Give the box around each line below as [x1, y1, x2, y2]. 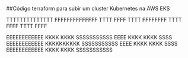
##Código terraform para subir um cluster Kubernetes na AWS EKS [6, 5, 170, 12]
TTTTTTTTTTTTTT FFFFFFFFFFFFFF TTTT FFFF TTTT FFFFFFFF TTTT [6, 16, 182, 23]
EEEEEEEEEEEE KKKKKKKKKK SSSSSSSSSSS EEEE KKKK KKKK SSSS [6, 40, 178, 47]
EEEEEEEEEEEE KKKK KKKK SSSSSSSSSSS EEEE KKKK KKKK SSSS [6, 34, 173, 40]
